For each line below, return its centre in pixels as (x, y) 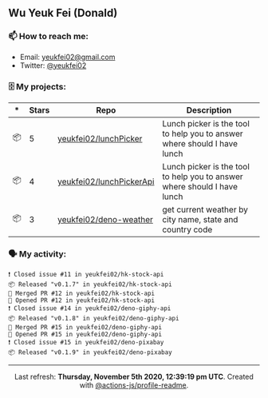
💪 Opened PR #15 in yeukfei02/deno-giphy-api (85, 335)
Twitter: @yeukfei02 (53, 65)
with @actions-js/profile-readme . (134, 385)
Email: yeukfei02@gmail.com (67, 57)
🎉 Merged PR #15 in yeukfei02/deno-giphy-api (85, 328)
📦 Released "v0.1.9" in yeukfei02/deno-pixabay (91, 352)
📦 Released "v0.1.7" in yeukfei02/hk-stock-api (91, 285)
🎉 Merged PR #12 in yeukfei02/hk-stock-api (82, 294)
